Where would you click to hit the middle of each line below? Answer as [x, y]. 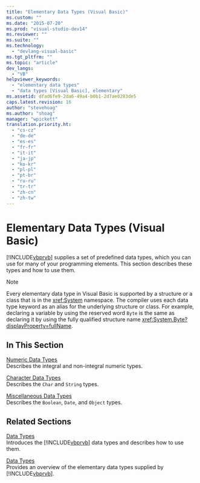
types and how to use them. [41, 270]
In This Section [35, 345]
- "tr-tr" [24, 187]
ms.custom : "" [24, 18]
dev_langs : [20, 68]
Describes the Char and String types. [53, 384]
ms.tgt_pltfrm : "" [29, 57]
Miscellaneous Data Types [39, 396]
